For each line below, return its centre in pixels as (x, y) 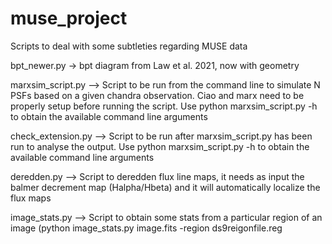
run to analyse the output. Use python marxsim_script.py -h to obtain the (160, 146)
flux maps (31, 198)
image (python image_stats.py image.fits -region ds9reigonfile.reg (146, 228)
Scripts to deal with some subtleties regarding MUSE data (129, 46)
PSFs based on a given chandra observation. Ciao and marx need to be (157, 95)
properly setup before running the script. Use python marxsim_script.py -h (164, 106)
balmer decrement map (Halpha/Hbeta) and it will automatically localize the (165, 187)
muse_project (69, 18)
